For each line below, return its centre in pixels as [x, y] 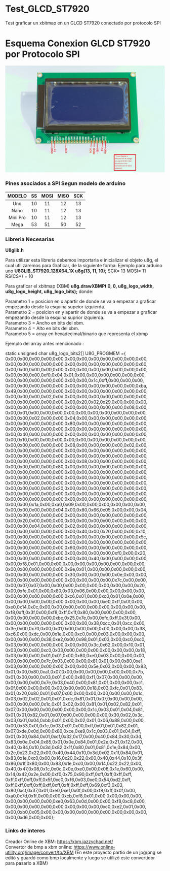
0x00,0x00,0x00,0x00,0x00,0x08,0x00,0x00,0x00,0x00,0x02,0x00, [76, 445]
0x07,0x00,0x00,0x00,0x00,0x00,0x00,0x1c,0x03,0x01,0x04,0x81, [75, 709]
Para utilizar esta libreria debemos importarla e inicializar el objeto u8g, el [82, 260]
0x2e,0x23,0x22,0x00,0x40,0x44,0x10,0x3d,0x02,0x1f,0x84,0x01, [74, 753]
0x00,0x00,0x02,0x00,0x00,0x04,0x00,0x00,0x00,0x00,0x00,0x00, [77, 418]
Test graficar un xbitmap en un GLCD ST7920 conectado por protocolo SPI [83, 23]
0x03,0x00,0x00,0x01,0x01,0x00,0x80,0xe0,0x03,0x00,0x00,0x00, [75, 656]
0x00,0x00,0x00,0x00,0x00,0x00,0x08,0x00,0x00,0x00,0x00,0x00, [76, 461]
